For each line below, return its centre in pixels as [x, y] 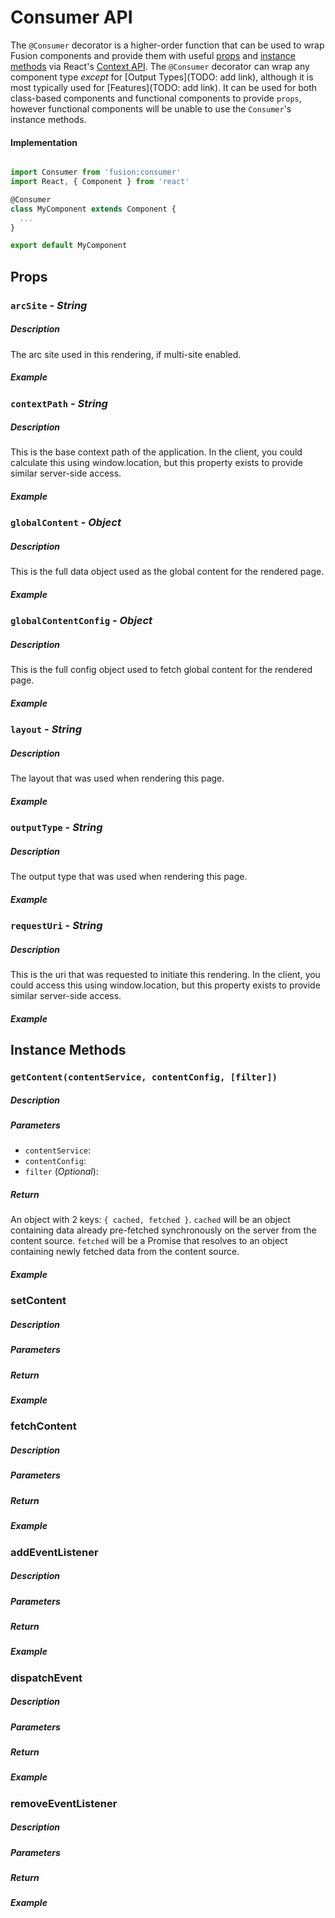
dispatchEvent [46, 1678]
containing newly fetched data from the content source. [125, 1252]
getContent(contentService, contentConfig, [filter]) [144, 1077]
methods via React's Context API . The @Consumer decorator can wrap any [160, 66]
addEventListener [54, 1552]
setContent [38, 1301]
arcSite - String [49, 305]
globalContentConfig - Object [81, 621]
